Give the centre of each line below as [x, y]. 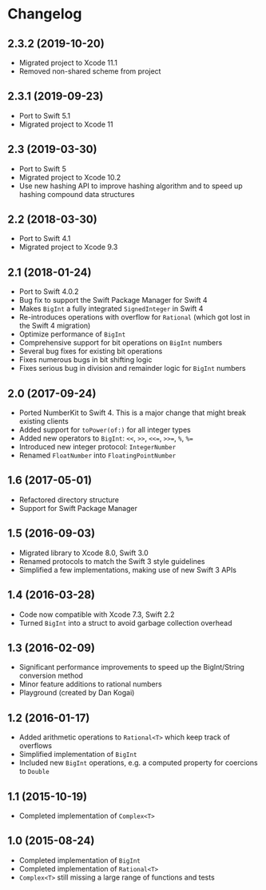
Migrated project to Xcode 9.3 [68, 247]
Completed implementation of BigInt [79, 860]
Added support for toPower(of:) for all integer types [105, 430]
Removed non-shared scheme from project [90, 71]
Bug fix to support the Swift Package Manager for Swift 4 [113, 300]
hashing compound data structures [77, 194]
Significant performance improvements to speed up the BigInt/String [132, 667]
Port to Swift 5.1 [45, 115]
